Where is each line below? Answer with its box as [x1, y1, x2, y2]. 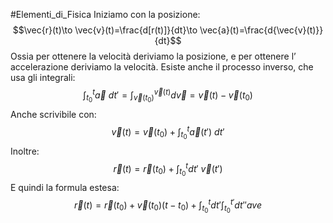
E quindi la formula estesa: [10, 182, 120, 194]
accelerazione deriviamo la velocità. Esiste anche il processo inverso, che [10, 61, 314, 73]
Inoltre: [10, 145, 40, 157]
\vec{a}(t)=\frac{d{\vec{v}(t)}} [199, 24, 324, 36]
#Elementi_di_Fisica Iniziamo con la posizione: [10, 9, 201, 20]
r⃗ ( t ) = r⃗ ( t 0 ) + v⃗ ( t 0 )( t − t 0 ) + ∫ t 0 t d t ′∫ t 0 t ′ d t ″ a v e [74, 197, 262, 215]
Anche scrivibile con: [10, 108, 97, 120]
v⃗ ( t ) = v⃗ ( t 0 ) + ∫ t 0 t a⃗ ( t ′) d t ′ [111, 124, 225, 141]
